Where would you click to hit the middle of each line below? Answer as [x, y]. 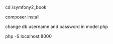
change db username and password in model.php [56, 26]
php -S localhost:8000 [28, 36]
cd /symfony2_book [26, 7]
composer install [22, 17]
